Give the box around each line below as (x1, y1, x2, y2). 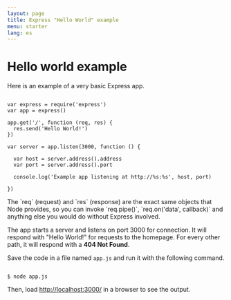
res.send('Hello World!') (13, 126, 89, 132)
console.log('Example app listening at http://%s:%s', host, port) (13, 174, 212, 181)
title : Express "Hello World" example (7, 17, 119, 23)
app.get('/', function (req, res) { (7, 119, 113, 126)
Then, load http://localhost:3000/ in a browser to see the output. (7, 286, 191, 294)
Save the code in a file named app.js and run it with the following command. (7, 254, 225, 262)
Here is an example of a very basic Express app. (7, 82, 145, 90)
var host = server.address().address (13, 156, 122, 163)
